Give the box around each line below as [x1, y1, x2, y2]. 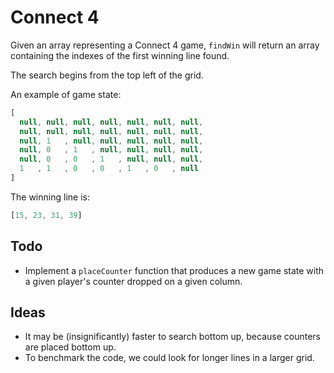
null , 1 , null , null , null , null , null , [19, 136, 204, 146]
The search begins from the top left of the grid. [10, 69, 204, 81]
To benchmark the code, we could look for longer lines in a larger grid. [24, 352, 315, 364]
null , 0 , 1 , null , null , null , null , [19, 145, 204, 155]
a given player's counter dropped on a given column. [24, 275, 243, 287]
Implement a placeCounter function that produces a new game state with [24, 264, 325, 276]
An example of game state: [10, 88, 122, 100]
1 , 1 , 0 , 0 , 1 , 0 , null [19, 164, 199, 174]
